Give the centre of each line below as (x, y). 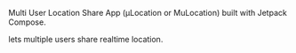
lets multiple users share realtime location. (86, 39)
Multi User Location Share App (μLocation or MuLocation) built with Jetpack (148, 13)
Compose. (27, 22)
